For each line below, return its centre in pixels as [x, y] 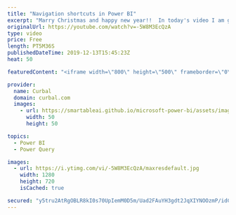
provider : [22, 85]
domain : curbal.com [42, 98]
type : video [25, 33]
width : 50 [40, 117]
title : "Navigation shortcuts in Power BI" [72, 14]
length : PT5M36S [31, 46]
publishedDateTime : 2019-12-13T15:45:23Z [69, 53]
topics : [19, 136]
